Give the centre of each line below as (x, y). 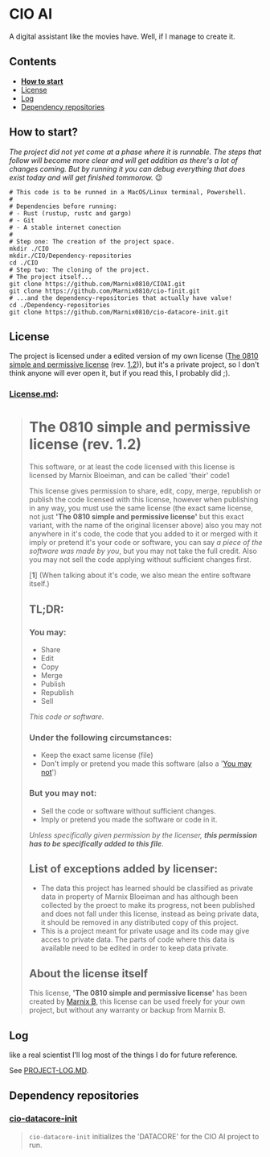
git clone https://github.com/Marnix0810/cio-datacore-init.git (119, 312)
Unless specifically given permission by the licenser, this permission (143, 834)
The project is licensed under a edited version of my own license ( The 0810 (134, 356)
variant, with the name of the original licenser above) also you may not (145, 526)
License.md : (34, 394)
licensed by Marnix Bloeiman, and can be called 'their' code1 (129, 476)
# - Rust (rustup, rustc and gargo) (70, 213)
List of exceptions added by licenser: (123, 869)
